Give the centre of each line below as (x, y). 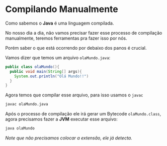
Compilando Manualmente (62, 9)
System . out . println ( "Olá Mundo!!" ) (52, 76)
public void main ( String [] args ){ (46, 71)
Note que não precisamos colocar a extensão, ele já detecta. (69, 138)
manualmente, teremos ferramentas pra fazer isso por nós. (66, 38)
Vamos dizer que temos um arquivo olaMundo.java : (58, 57)
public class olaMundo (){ (32, 67)
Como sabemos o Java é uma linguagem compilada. (60, 23)
